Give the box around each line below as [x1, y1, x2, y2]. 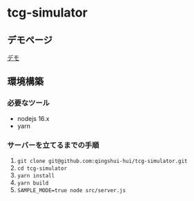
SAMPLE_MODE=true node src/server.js [17, 186, 126, 194]
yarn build [17, 180, 49, 186]
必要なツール [7, 98, 50, 108]
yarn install [17, 172, 55, 179]
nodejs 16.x [17, 114, 50, 122]
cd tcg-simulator [17, 164, 68, 172]
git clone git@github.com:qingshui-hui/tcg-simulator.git [17, 157, 188, 164]
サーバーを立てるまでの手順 [7, 140, 99, 150]
